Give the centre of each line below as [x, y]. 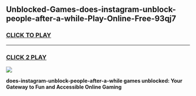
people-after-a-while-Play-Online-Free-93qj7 [91, 19]
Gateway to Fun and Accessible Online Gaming [64, 87]
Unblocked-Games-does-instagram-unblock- [91, 10]
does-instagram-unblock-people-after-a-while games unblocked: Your [94, 80]
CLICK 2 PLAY [26, 57]
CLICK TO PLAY [29, 35]
